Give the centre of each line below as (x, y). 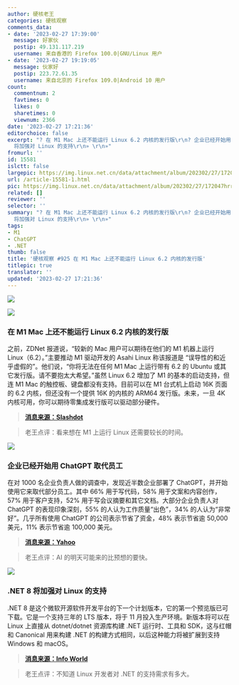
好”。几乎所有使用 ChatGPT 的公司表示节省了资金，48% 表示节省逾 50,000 (118, 518)
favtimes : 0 (32, 100)
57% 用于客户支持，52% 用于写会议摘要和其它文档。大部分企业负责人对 (113, 501)
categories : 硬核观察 (37, 21)
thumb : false (27, 252)
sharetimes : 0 (34, 113)
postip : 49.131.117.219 (49, 47)
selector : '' (27, 206)
